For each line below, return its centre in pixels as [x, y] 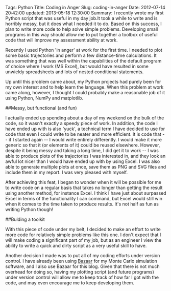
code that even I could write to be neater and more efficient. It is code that [83, 134]
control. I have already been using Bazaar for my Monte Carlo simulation [81, 261]
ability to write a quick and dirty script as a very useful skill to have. [76, 246]
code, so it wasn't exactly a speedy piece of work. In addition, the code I [82, 123]
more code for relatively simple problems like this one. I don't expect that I [83, 235]
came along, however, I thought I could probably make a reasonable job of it [85, 92]
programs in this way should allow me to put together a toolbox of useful [81, 35]
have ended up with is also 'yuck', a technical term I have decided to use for [85, 129]
